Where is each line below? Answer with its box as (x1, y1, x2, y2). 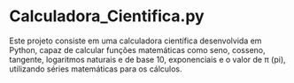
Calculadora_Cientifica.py (9, 6, 205, 26)
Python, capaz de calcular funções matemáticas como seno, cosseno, (9, 44, 266, 55)
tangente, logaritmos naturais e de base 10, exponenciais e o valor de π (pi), (9, 54, 286, 64)
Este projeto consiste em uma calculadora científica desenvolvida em (9, 35, 262, 46)
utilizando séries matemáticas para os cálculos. (9, 64, 183, 74)
